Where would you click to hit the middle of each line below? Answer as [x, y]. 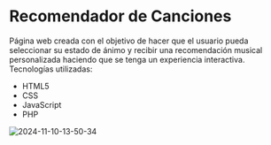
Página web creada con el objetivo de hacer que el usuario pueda [129, 41]
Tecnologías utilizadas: [51, 69]
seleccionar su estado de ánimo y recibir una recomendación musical [136, 50]
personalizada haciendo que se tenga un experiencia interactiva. [127, 59]
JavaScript [42, 104]
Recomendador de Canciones [120, 16]
